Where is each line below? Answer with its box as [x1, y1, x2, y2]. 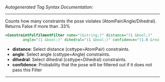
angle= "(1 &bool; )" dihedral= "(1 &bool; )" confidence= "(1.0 [23, 37, 148, 42]
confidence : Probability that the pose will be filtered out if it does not [12, 61, 152, 67]
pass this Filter [12, 67, 42, 73]
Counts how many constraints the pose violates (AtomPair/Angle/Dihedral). [5, 18, 157, 24]
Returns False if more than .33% [5, 23, 70, 29]
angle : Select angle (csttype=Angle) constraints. [12, 51, 110, 57]
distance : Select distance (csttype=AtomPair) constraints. [12, 46, 130, 52]
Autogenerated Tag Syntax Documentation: [5, 4, 93, 10]
